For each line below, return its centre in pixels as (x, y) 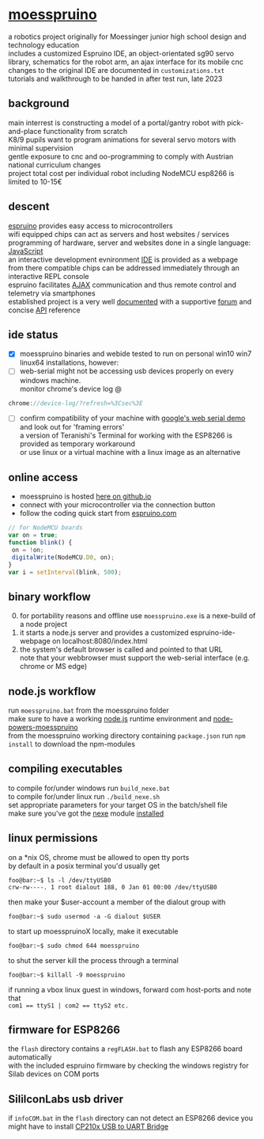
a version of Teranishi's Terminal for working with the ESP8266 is (126, 436)
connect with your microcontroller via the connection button (117, 505)
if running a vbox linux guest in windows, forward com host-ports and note (130, 989)
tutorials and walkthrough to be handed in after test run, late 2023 (115, 78)
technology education (44, 44)
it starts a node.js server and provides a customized (104, 633)
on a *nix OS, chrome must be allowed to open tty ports (99, 857)
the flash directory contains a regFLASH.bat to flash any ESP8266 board (125, 1049)
